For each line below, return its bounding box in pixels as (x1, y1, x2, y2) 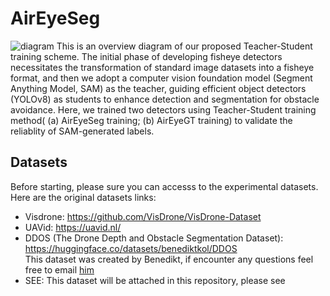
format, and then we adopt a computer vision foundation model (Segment (10, 72, 313, 84)
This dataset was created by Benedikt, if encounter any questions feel (24, 253, 314, 265)
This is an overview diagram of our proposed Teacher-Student (56, 40, 313, 52)
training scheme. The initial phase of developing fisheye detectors (10, 50, 283, 62)
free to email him (24, 263, 95, 276)
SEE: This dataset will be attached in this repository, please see (24, 274, 286, 286)
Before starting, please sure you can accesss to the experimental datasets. (10, 180, 319, 192)
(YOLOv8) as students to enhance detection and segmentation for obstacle (10, 93, 320, 105)
